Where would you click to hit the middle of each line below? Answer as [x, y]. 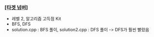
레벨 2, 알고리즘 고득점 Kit [36, 19]
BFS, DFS [21, 24]
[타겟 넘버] [16, 7]
